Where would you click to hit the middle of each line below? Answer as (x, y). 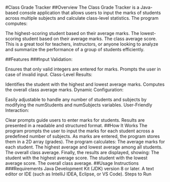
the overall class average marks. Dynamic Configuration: (64, 90)
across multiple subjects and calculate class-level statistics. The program (82, 18)
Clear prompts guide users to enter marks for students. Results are (75, 120)
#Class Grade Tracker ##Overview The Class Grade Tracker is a (72, 7)
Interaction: (17, 110)
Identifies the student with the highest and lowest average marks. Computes (85, 84)
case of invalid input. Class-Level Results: (49, 75)
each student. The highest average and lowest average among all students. (84, 147)
